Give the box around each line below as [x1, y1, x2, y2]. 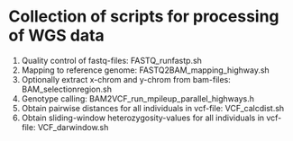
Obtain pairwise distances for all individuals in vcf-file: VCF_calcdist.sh [21, 102, 285, 113]
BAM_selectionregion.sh [21, 84, 112, 94]
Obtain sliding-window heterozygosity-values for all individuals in [21, 112, 265, 123]
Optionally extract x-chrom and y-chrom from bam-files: [21, 74, 231, 84]
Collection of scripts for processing [8, 6, 280, 27]
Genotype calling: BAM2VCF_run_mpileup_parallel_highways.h [21, 93, 254, 104]
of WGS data [8, 25, 105, 46]
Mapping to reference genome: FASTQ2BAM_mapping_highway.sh [21, 65, 270, 75]
